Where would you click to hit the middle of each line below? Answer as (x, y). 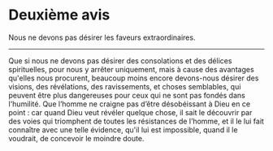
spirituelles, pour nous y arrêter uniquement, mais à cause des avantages (131, 69)
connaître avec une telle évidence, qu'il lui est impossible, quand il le (123, 129)
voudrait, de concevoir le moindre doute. (76, 138)
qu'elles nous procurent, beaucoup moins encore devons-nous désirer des (134, 78)
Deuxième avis (59, 15)
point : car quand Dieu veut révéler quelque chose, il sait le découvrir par (130, 112)
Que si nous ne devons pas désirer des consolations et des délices (120, 60)
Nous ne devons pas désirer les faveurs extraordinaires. (102, 37)
